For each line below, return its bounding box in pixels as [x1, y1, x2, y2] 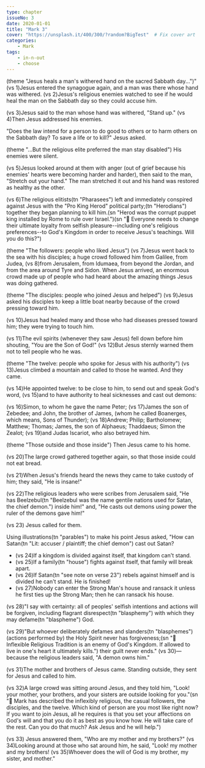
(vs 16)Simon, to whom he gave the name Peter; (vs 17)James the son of [6, 403, 189, 410]
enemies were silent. [6, 152, 59, 160]
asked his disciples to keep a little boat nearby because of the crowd [6, 297, 180, 305]
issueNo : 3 [6, 15, 34, 21]
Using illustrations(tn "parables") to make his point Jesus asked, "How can [6, 533, 195, 541]
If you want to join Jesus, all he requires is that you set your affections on [6, 710, 191, 718]
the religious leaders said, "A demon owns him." [29, 654, 150, 661]
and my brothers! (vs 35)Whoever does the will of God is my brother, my [6, 748, 188, 756]
